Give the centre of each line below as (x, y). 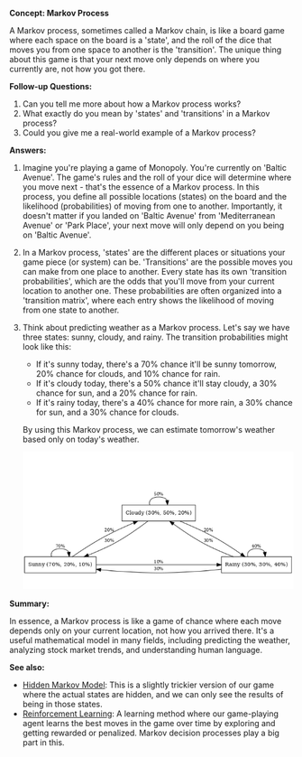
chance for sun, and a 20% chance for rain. (117, 393)
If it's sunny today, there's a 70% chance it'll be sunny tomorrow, (156, 364)
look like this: (47, 346)
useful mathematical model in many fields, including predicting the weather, (150, 640)
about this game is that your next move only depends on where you (134, 59)
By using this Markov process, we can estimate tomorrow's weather (148, 430)
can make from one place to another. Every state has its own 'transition (154, 271)
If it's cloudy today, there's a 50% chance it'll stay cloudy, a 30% (156, 383)
